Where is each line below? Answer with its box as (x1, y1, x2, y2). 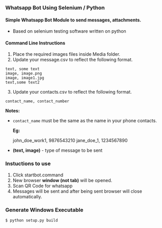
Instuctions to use (5, 160, 51, 167)
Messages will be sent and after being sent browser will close (12, 188, 143, 194)
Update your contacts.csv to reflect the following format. (12, 89, 132, 95)
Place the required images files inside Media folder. (12, 51, 121, 57)
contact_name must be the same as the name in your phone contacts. (12, 118, 157, 124)
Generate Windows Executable (5, 206, 84, 213)
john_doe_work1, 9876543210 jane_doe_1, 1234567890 (12, 138, 128, 144)
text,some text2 (5, 80, 40, 85)
